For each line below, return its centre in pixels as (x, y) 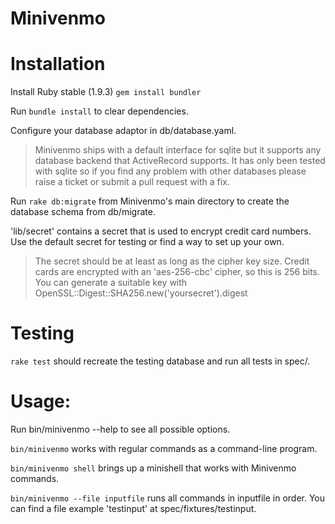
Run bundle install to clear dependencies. (99, 111)
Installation (58, 64)
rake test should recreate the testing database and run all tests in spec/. (160, 361)
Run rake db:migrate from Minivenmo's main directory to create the (150, 201)
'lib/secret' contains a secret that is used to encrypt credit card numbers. (161, 231)
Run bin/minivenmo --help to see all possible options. (120, 429)
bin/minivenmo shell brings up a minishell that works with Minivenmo (153, 468)
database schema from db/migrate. (83, 212)
